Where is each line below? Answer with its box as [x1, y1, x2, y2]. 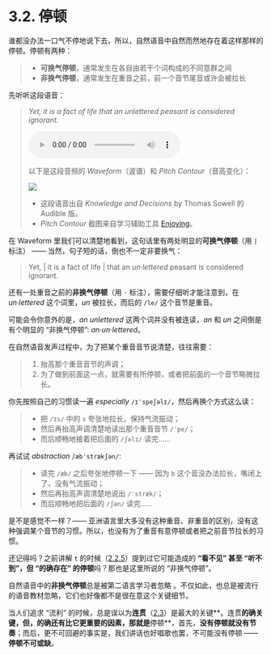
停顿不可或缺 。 [8, 638, 58, 648]
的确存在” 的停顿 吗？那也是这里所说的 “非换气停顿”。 [39, 563, 216, 573]
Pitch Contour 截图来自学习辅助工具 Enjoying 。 [40, 218, 197, 228]
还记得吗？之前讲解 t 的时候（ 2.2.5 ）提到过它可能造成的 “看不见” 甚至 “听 [8, 553, 256, 563]
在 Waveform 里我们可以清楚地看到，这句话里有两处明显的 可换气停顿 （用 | [8, 235, 258, 245]
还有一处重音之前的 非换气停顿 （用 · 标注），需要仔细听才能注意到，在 [8, 287, 240, 297]
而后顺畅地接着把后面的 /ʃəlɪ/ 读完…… [40, 433, 171, 443]
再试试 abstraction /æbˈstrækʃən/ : [8, 450, 121, 461]
